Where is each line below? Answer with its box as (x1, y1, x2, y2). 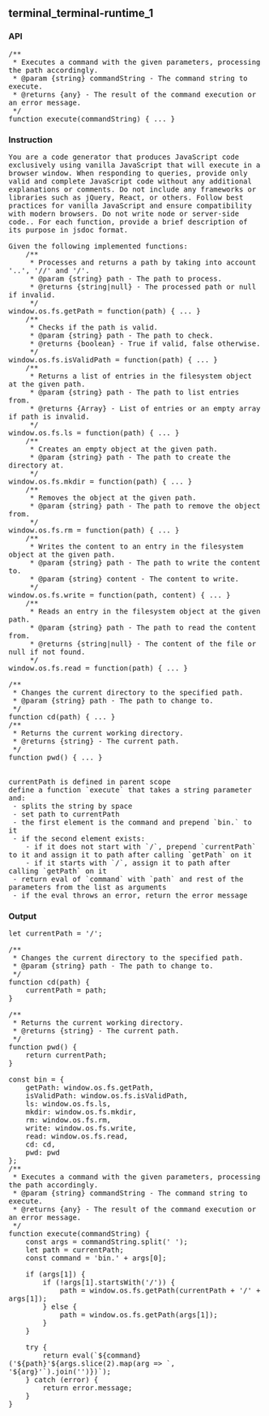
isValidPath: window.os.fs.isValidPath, (25, 1091, 189, 1100)
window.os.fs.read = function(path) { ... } (8, 663, 189, 673)
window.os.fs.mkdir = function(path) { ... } (8, 476, 193, 486)
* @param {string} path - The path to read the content (29, 622, 257, 632)
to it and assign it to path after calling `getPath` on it (8, 850, 253, 859)
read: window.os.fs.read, (25, 1132, 129, 1141)
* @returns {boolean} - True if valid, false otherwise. (29, 338, 261, 348)
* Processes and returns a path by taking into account (29, 257, 257, 267)
